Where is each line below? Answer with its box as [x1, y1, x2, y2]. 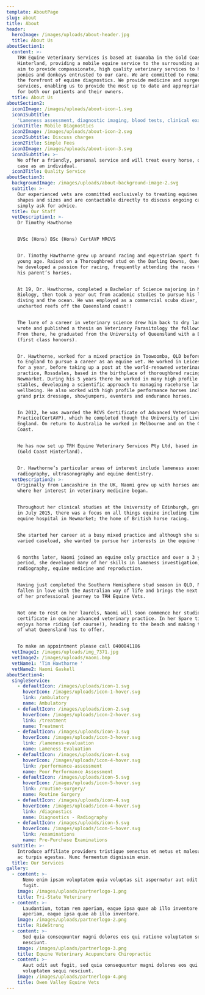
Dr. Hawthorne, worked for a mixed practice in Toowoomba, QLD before [17, 353, 201, 359]
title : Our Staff [12, 208, 56, 214]
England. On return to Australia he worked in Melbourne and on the [17, 421, 195, 427]
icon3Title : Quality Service [12, 168, 86, 175]
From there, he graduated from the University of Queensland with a [17, 331, 195, 337]
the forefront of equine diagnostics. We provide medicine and [17, 77, 182, 83]
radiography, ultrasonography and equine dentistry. [17, 471, 154, 477]
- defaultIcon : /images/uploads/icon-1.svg [17, 683, 130, 689]
